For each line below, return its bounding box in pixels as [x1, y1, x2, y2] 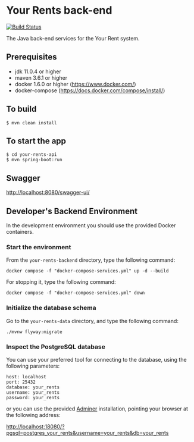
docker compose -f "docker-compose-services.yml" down [6, 290, 145, 296]
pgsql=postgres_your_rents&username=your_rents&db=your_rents [6, 429, 169, 436]
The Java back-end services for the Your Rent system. [6, 35, 140, 42]
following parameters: [6, 362, 60, 369]
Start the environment [6, 243, 71, 251]
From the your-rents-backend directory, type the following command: [6, 256, 176, 264]
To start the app [6, 136, 67, 146]
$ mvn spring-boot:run [6, 157, 62, 163]
